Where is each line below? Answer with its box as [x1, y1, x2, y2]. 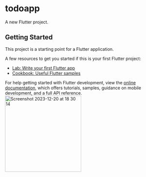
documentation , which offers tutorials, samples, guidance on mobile [5, 85, 141, 91]
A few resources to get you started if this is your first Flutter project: [5, 56, 141, 61]
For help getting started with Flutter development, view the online [5, 79, 136, 85]
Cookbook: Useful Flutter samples [12, 70, 81, 76]
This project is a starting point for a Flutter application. [5, 46, 114, 52]
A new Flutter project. [5, 19, 49, 25]
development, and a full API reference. [5, 90, 82, 96]
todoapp [5, 3, 40, 14]
